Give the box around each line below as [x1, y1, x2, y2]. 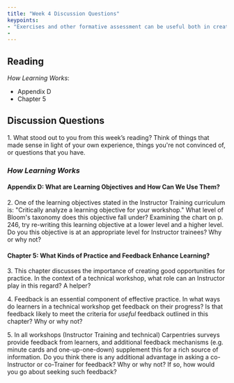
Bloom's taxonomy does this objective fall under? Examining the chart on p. [7, 213, 224, 221]
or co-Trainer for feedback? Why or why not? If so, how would [36, 360, 215, 369]
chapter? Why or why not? [7, 318, 83, 326]
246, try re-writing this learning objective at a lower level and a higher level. [7, 221, 224, 228]
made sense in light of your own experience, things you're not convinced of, [7, 141, 226, 149]
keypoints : [7, 17, 39, 24]
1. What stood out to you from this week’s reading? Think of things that [7, 133, 210, 141]
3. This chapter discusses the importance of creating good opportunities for [7, 267, 225, 275]
